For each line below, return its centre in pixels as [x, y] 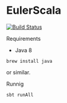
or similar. [18, 72]
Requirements [24, 38]
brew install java [29, 61]
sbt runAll [20, 95]
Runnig [15, 84]
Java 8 [23, 50]
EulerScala [34, 10]
